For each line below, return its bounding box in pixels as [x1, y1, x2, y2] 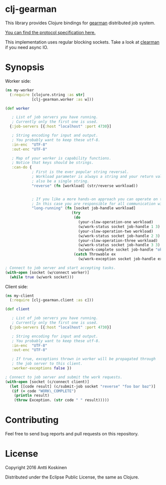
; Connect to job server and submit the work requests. [5, 375, 123, 379]
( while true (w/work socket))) [9, 274, 74, 279]
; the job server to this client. [11, 361, 83, 366]
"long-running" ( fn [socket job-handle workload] [31, 206, 136, 211]
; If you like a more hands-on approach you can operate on [31, 197, 158, 202]
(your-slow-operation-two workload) [78, 229, 154, 234]
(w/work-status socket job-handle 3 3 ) [78, 243, 161, 248]
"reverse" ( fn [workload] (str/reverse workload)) [31, 183, 138, 188]
